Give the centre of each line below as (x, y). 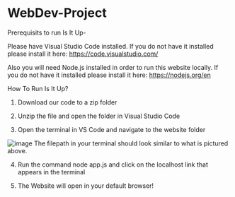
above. (17, 150)
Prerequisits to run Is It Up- (47, 32)
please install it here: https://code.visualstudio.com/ (83, 54)
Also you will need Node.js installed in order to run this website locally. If (113, 67)
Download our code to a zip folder (67, 102)
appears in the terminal (51, 172)
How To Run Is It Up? (38, 88)
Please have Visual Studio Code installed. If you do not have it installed (110, 46)
